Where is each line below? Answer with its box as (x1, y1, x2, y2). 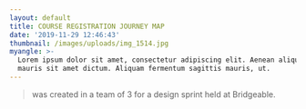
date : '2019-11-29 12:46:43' (9, 30, 120, 39)
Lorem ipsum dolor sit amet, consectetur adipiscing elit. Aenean (17, 55, 275, 64)
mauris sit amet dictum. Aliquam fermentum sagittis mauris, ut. (17, 64, 271, 74)
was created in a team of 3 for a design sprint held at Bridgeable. (31, 88, 276, 100)
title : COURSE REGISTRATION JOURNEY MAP (9, 22, 166, 31)
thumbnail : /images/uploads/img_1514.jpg (9, 38, 169, 48)
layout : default (9, 13, 71, 23)
